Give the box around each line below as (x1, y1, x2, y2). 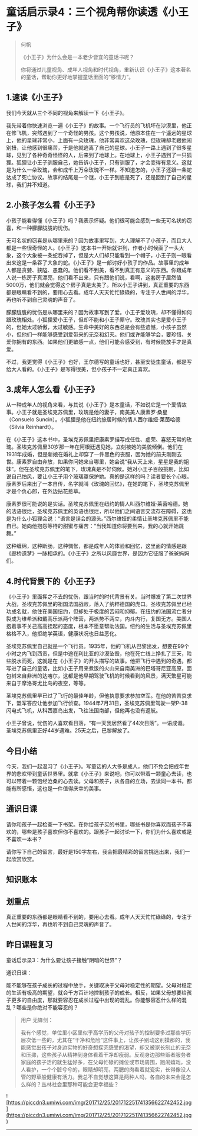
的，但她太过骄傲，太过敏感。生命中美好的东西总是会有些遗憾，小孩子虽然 (6, 323, 187, 330)
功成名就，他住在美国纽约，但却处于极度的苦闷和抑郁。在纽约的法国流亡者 (6, 608, 187, 615)
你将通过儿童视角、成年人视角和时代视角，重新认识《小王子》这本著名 (20, 66, 192, 73)
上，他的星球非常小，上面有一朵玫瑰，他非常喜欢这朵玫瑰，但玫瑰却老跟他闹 (6, 137, 192, 144)
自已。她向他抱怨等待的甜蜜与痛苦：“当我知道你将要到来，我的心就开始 (6, 522, 179, 530)
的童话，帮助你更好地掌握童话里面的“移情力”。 (20, 73, 134, 80)
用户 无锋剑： (20, 1016, 54, 1024)
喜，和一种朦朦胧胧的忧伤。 (6, 224, 74, 231)
